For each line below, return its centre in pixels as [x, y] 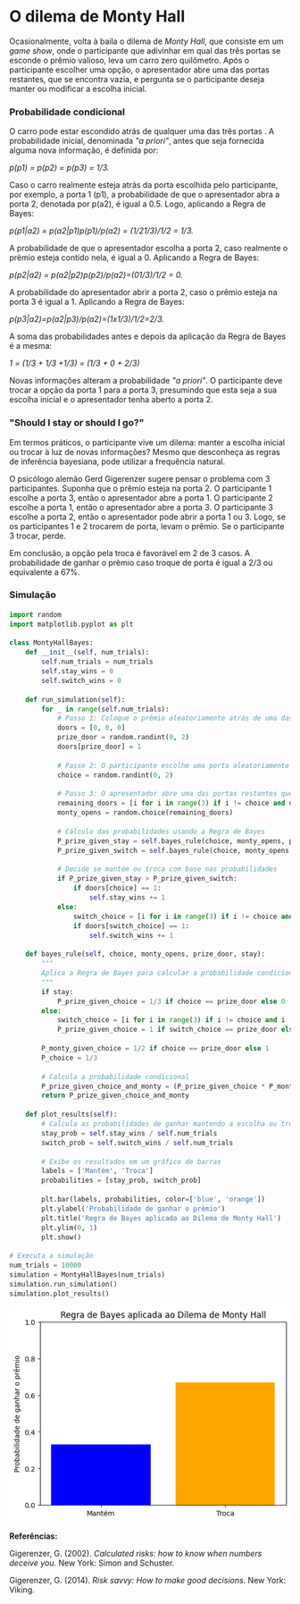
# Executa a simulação [51, 1256]
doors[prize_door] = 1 [99, 747]
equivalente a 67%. [45, 572]
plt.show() [62, 1237]
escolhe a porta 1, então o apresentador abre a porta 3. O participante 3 [142, 507]
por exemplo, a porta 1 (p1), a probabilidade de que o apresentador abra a [145, 195]
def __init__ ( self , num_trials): [87, 653]
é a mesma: [30, 346]
